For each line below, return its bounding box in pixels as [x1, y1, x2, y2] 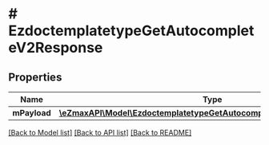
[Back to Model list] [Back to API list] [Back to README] [8, 128, 192, 137]
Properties [8, 70, 62, 84]
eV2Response [8, 39, 103, 57]
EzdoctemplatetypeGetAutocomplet [8, 22, 255, 40]
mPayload [12, 108, 52, 118]
